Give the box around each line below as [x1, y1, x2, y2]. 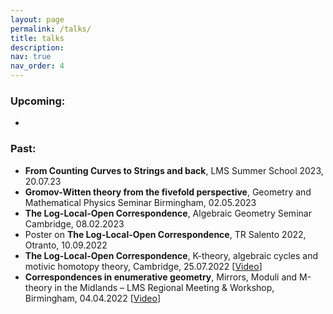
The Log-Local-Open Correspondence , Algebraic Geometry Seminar [24, 207, 312, 219]
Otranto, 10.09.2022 [24, 239, 108, 251]
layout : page [10, 14, 65, 25]
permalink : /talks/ [10, 24, 92, 34]
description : [10, 42, 65, 53]
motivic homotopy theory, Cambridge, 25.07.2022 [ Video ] [24, 260, 263, 272]
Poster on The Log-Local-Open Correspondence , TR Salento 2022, [24, 228, 307, 240]
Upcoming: [10, 94, 66, 108]
